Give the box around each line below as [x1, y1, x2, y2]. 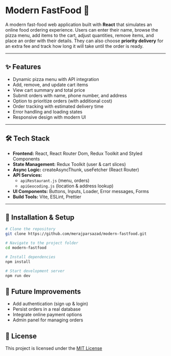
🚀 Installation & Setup [5, 213, 75, 222]
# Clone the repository [5, 227, 56, 232]
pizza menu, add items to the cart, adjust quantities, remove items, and [5, 32, 154, 38]
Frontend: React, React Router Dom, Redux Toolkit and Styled [12, 150, 142, 156]
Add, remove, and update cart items [12, 81, 89, 88]
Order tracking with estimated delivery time [12, 103, 104, 109]
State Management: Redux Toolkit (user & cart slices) [12, 161, 126, 167]
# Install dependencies [5, 254, 56, 259]
